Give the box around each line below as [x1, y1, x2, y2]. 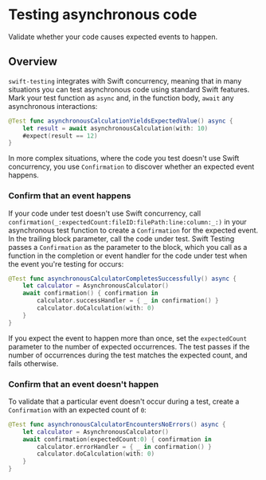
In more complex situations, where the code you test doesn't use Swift [8, 154, 240, 163]
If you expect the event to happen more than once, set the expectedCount [8, 333, 248, 343]
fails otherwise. [8, 358, 59, 368]
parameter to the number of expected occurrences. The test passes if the [8, 341, 250, 351]
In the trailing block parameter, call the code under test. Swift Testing [8, 233, 235, 244]
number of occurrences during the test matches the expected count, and [8, 350, 248, 360]
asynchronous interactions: [8, 101, 98, 111]
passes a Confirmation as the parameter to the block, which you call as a [8, 242, 248, 252]
